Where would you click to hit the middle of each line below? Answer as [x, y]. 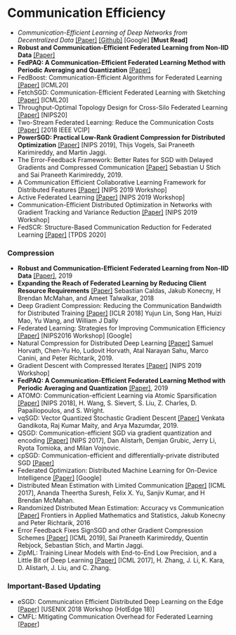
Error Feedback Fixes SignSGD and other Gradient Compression [110, 531]
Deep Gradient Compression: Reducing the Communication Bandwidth [119, 306]
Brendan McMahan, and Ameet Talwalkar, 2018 [86, 298]
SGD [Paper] [36, 463]
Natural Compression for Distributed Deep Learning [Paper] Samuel [115, 343]
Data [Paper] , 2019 [45, 276]
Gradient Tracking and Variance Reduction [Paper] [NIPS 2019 [107, 212]
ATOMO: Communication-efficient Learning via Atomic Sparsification [117, 395]
